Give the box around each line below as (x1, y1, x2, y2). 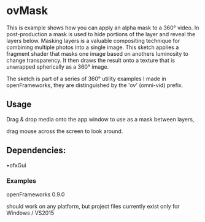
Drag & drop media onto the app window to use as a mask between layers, (6, 115, 195, 123)
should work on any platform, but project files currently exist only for (6, 202, 180, 210)
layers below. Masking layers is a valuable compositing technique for (6, 37, 180, 44)
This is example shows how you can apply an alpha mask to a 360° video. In (6, 24, 199, 31)
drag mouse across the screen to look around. (6, 127, 123, 135)
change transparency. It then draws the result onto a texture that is (6, 56, 176, 64)
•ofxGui (6, 161, 26, 169)
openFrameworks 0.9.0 (6, 191, 65, 198)
